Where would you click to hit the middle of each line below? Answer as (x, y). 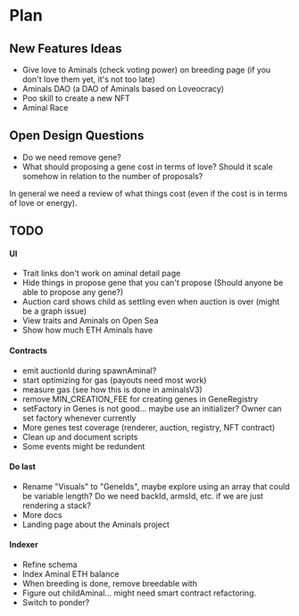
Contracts (28, 350)
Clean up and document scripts (80, 437)
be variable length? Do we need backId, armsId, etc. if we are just (142, 496)
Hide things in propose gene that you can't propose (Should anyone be (153, 283)
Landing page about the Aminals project (96, 524)
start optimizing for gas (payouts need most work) (114, 380)
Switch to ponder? (56, 603)
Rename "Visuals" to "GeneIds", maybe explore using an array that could (156, 486)
